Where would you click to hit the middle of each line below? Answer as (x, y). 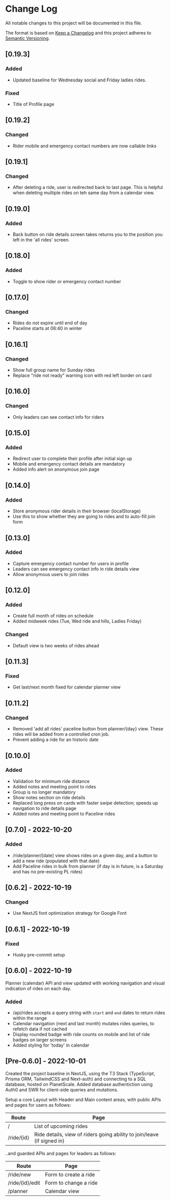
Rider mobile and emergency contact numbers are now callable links (84, 146)
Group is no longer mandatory (44, 792)
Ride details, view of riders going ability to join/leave (96, 1134)
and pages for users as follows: (38, 1105)
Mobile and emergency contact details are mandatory (69, 464)
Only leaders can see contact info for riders (58, 417)
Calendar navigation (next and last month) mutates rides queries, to (83, 1024)
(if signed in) (49, 1140)
